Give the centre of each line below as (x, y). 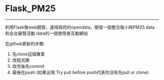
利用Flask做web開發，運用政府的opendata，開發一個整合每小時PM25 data (80, 27)
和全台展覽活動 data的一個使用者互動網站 (46, 33)
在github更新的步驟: (25, 43)
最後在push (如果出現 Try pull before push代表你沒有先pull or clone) (80, 72)
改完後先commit (28, 66)
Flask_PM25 (31, 9)
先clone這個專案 (29, 54)
